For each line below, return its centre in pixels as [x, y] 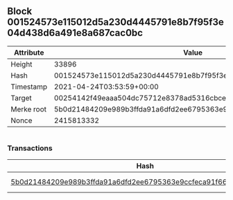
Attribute [29, 53]
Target [21, 98]
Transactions [30, 148]
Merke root [29, 109]
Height [21, 64]
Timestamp [29, 87]
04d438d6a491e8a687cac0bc [75, 33]
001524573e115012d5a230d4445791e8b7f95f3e [115, 22]
